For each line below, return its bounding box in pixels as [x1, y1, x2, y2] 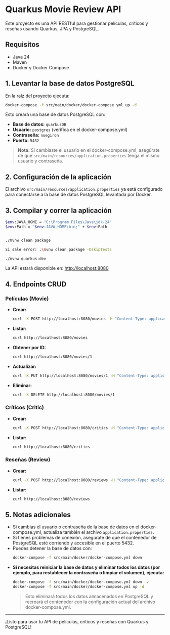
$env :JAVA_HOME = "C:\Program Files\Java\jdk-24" [5, 220, 112, 225]
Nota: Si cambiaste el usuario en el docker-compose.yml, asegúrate [17, 147, 160, 153]
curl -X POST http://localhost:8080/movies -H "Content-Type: [12, 316, 147, 322]
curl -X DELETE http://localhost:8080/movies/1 [12, 392, 115, 397]
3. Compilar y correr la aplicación [5, 206, 112, 215]
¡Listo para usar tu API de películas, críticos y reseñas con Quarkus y [5, 619, 149, 625]
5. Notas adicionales [5, 510, 71, 519]
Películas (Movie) [5, 295, 49, 302]
